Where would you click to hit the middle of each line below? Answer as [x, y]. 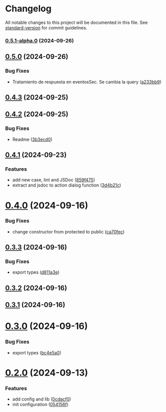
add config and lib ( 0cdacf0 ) [41, 399]
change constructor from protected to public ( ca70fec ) [68, 231]
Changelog [28, 9]
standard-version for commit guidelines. [46, 27]
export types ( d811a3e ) [36, 272]
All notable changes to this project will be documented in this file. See [77, 22]
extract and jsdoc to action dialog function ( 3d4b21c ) [67, 185]
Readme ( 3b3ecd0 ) [32, 139]
